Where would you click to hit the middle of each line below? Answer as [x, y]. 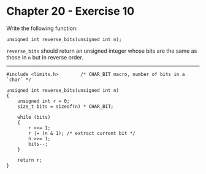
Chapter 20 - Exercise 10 [71, 11]
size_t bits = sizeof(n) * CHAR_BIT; [66, 106]
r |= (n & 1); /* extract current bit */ [82, 133]
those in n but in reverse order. [45, 57]
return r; [30, 160]
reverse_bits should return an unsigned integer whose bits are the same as [102, 51]
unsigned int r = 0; [44, 101]
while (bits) [34, 117]
